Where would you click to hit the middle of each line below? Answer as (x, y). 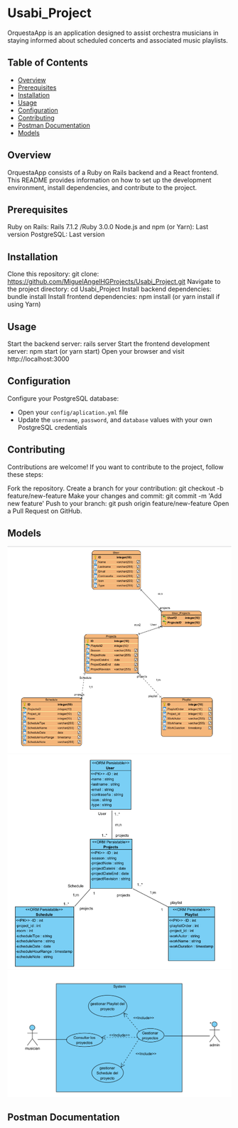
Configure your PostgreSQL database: (63, 398)
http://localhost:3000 (38, 359)
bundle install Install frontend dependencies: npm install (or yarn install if (114, 297)
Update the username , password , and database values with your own (115, 420)
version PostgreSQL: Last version (56, 234)
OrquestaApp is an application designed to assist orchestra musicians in (113, 33)
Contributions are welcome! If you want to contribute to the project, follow (115, 467)
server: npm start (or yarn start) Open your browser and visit (96, 351)
